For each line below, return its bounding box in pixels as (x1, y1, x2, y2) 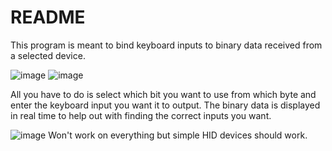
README (10, 6, 86, 29)
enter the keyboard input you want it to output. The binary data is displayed (10, 99, 321, 111)
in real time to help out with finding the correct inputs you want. (10, 109, 272, 121)
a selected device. (10, 49, 86, 61)
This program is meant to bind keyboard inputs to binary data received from (10, 39, 323, 51)
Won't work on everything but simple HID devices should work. (48, 129, 308, 141)
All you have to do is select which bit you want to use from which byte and (10, 88, 317, 100)
